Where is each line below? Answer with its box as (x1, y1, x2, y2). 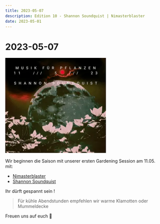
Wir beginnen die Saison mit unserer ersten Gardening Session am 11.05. (5, 158, 156, 164)
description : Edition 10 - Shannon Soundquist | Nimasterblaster (5, 13, 145, 19)
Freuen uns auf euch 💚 (5, 213, 52, 219)
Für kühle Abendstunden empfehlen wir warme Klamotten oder (17, 198, 148, 204)
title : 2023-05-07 (5, 8, 44, 13)
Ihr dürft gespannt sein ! (5, 188, 55, 194)
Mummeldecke (17, 203, 49, 209)
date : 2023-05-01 (5, 19, 42, 24)
